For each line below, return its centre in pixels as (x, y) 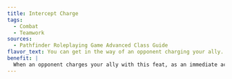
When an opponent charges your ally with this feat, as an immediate (115, 65)
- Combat (26, 26)
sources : (20, 39)
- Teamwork (29, 33)
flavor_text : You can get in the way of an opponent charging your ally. (116, 52)
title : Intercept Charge (43, 13)
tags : (15, 20)
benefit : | (23, 58)
